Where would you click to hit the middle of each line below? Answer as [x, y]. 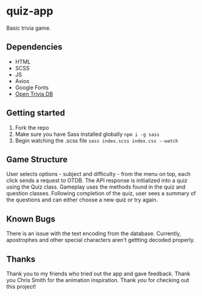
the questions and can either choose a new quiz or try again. [82, 200]
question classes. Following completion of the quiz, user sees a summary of [101, 193]
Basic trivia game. [29, 28]
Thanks [21, 259]
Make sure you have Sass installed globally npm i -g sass [87, 134]
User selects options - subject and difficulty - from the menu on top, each [99, 174]
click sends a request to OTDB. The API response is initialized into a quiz [97, 181]
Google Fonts [32, 87]
